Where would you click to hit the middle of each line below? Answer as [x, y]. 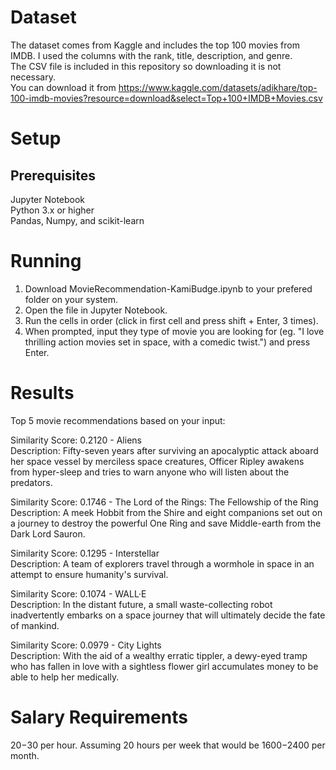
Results [42, 393]
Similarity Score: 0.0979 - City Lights [86, 645]
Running [46, 261]
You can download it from [63, 87]
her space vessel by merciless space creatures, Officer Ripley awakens [157, 461]
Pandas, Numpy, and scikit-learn [77, 220]
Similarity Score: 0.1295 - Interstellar [85, 553]
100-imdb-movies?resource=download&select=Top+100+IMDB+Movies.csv [166, 98]
